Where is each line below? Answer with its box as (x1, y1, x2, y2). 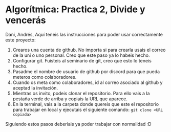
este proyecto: (5, 37, 36, 43)
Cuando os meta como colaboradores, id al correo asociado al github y (12, 79, 163, 85)
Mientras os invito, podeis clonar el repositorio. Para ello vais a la (12, 90, 150, 96)
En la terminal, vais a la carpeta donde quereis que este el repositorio (12, 101, 159, 107)
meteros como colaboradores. (12, 74, 77, 80)
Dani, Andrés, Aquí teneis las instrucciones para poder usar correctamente (5, 31, 163, 37)
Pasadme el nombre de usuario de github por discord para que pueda (12, 68, 160, 75)
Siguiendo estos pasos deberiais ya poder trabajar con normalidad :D (5, 121, 152, 127)
